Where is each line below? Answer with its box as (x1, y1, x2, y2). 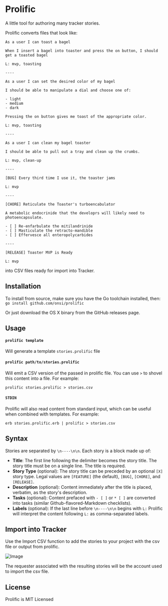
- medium (5, 101, 24, 106)
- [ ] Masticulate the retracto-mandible (5, 228, 93, 233)
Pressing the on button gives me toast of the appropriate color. (5, 114, 147, 119)
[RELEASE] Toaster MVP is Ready (5, 250, 73, 255)
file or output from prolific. (5, 544, 60, 550)
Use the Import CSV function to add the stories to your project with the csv (5, 538, 160, 544)
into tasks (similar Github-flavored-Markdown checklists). (12, 500, 132, 506)
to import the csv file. (5, 568, 49, 574)
